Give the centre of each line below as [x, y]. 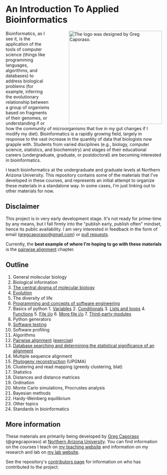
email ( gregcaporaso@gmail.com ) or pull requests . [57, 234]
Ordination [24, 382]
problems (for [20, 86]
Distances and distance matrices [46, 377]
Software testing [29, 324]
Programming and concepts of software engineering [66, 303]
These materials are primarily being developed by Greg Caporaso [72, 436]
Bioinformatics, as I [25, 33]
